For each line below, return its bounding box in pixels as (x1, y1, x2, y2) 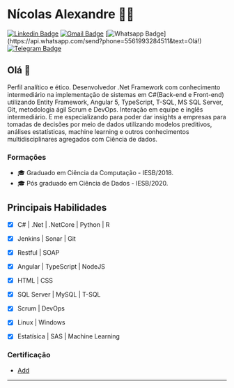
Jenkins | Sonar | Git (17, 234, 77, 243)
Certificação (7, 350, 51, 360)
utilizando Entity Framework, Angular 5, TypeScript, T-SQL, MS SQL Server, (7, 98, 224, 106)
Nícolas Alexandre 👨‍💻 (7, 6, 134, 22)
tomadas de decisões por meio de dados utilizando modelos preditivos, (7, 120, 212, 128)
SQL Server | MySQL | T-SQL (17, 290, 101, 299)
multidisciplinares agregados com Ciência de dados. (7, 135, 158, 143)
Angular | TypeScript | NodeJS (17, 262, 106, 271)
